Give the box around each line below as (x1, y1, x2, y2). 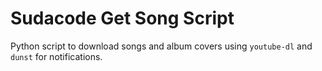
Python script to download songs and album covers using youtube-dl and (10, 40, 313, 52)
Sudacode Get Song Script (10, 7, 235, 30)
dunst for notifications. (10, 50, 103, 62)
